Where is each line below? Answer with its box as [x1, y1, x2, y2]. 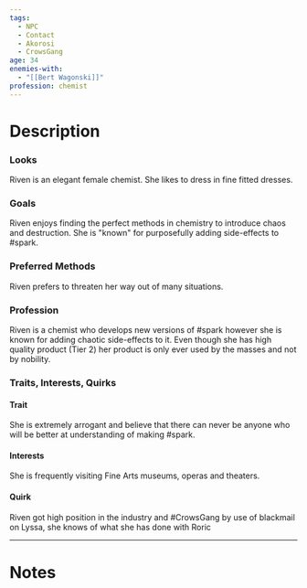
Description [9, 121, 101, 142]
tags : [9, 13, 30, 23]
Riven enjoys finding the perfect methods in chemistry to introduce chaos [9, 218, 286, 229]
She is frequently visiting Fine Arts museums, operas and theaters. [9, 470, 260, 481]
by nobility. [9, 354, 51, 364]
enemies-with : [9, 65, 64, 74]
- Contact [17, 30, 55, 39]
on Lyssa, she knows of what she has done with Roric [9, 521, 212, 532]
